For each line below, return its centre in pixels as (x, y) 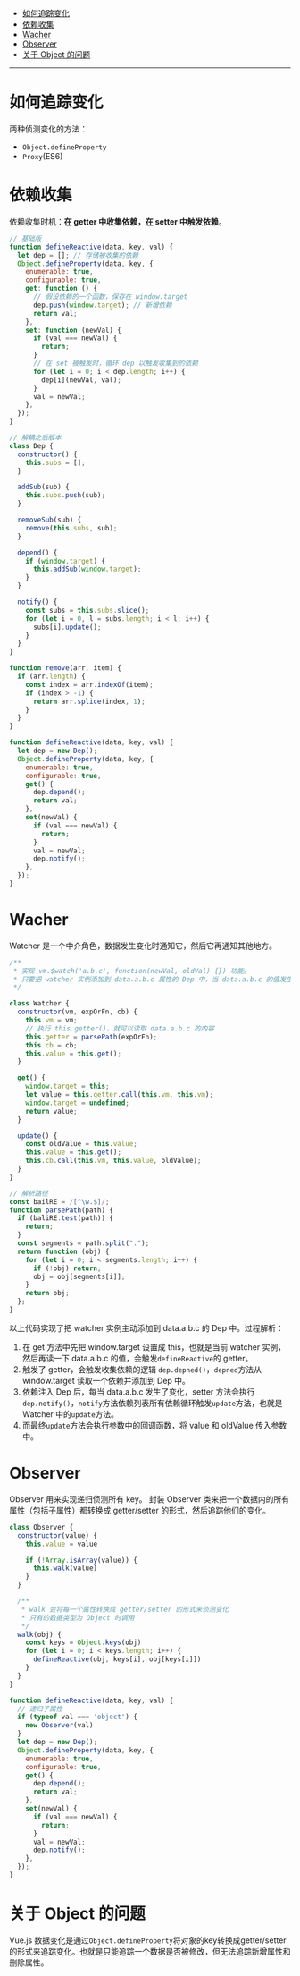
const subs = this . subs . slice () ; (87, 610)
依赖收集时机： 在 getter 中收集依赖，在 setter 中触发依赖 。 (118, 221)
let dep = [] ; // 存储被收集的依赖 (78, 255)
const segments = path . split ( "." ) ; (83, 1243)
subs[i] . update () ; (67, 627)
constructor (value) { (58, 1535)
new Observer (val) (59, 1726)
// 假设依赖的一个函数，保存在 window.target (110, 297)
